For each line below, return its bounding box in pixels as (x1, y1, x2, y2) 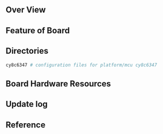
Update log (5, 99, 48, 109)
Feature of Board (5, 25, 70, 36)
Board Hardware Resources (5, 78, 111, 89)
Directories (5, 46, 49, 56)
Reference (5, 120, 46, 130)
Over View (5, 5, 46, 15)
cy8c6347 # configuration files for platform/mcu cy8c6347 (5, 62, 158, 68)
